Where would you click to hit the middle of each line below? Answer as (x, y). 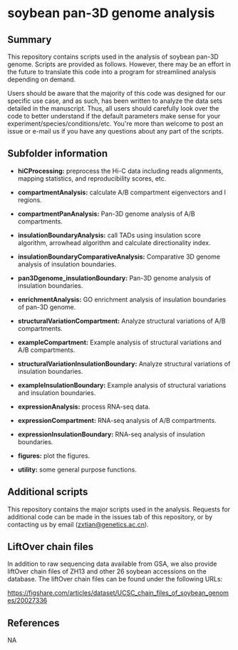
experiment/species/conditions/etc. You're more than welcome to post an (115, 124)
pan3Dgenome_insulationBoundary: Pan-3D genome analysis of (114, 278)
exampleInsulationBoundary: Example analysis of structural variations (122, 385)
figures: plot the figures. (54, 456)
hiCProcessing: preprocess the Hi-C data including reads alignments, (120, 171)
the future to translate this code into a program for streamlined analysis (112, 72)
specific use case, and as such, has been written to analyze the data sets (115, 101)
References (33, 623)
